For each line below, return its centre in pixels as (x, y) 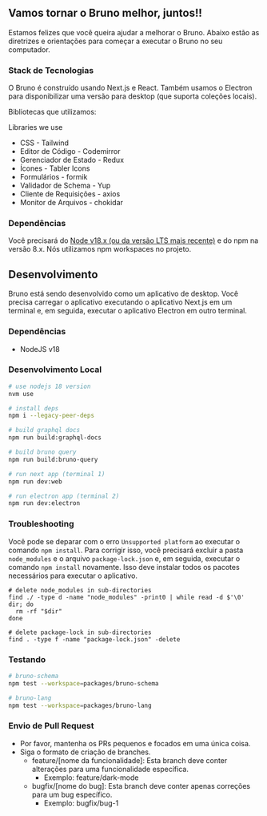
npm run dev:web (35, 481)
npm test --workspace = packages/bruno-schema (84, 683)
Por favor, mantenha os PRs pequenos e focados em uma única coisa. (135, 743)
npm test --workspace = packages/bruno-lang (80, 705)
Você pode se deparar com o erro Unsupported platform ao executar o (124, 541)
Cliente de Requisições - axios (70, 194)
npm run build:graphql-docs (55, 438)
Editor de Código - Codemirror (70, 151)
